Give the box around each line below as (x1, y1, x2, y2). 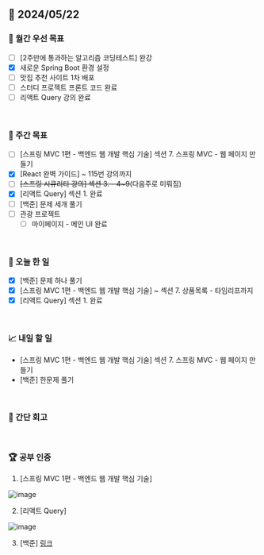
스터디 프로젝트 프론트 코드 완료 (19, 83, 117, 92)
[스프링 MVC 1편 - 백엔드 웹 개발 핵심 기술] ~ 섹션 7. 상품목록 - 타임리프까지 (19, 286, 254, 295)
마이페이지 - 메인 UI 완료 (31, 219, 108, 229)
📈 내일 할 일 (8, 333, 53, 344)
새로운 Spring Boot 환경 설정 (19, 63, 109, 72)
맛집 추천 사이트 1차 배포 (19, 72, 95, 82)
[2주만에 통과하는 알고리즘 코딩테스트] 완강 (19, 52, 153, 62)
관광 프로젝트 (19, 209, 61, 218)
